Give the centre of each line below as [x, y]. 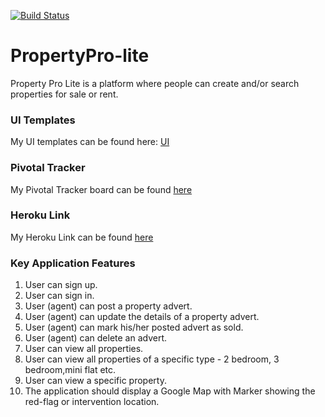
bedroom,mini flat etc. [70, 370]
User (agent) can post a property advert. [108, 306]
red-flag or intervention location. [92, 402]
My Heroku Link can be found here [82, 237]
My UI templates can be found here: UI [90, 142]
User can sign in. [59, 296]
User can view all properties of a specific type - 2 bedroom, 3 [152, 359]
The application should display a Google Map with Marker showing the [170, 391]
